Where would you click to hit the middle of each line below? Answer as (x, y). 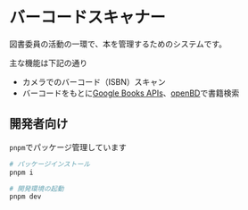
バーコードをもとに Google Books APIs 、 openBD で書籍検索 (131, 93)
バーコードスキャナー (88, 17)
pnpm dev (25, 197)
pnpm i (21, 172)
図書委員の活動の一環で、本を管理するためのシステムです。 (118, 44)
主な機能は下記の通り (48, 63)
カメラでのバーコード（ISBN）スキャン (94, 81)
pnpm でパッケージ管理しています (68, 147)
